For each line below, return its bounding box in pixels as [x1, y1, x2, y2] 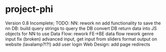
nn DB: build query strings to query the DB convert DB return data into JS [5, 25, 157, 31]
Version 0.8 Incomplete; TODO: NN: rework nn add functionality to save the [5, 20, 161, 26]
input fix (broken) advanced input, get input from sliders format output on [5, 36, 157, 42]
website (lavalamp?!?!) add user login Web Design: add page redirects [5, 41, 150, 47]
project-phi [5, 3, 53, 15]
